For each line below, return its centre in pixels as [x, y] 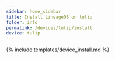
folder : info [22, 22]
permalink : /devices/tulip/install [49, 28]
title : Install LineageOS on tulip [49, 17]
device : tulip [23, 33]
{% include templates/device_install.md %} [58, 50]
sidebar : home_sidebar [34, 11]
